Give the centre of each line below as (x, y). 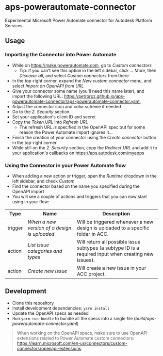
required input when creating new (115, 254)
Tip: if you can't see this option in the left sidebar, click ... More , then (88, 70)
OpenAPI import (28, 191)
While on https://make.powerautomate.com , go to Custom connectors (82, 65)
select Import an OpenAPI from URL (48, 86)
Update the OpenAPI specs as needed (50, 313)
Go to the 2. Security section (41, 112)
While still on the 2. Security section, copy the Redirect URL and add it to (85, 147)
